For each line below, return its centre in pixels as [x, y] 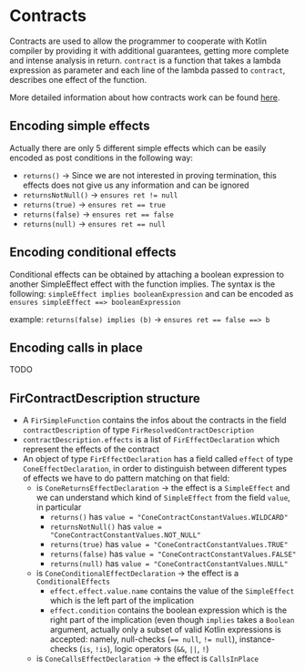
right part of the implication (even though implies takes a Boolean [172, 620]
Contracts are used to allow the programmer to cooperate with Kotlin [138, 41]
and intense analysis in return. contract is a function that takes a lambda [145, 60]
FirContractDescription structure [105, 398]
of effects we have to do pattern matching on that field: [126, 478]
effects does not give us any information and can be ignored [136, 185]
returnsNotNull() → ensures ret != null [100, 194]
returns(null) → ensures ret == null [94, 223]
